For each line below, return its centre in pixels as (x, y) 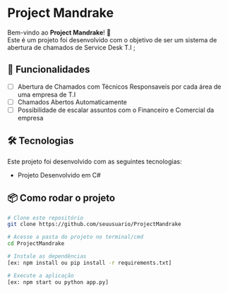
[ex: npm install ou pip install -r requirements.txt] (90, 263)
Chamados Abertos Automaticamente (72, 102)
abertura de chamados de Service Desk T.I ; (71, 47)
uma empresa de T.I (47, 94)
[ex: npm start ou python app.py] (58, 282)
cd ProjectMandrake (36, 244)
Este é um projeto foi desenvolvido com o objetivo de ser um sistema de (112, 39)
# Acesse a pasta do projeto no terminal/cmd (75, 237)
